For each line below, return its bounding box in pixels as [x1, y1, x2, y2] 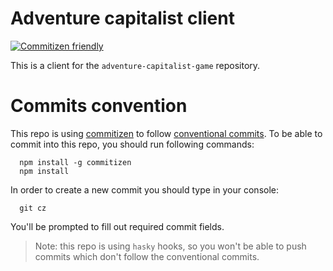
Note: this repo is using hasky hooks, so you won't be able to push [34, 240, 307, 252]
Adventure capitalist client [10, 7, 235, 30]
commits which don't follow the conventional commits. [34, 250, 260, 262]
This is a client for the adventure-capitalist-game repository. [10, 59, 261, 71]
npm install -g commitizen [19, 157, 132, 167]
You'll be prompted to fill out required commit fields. [10, 220, 225, 232]
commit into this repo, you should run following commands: [10, 138, 255, 150]
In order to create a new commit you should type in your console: [10, 183, 280, 196]
